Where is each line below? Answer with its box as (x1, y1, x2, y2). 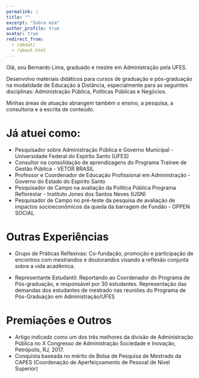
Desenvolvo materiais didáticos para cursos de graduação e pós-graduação (6, 75, 192, 82)
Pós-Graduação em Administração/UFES (14, 292, 115, 300)
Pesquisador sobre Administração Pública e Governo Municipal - (14, 146, 173, 153)
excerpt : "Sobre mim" (6, 20, 60, 26)
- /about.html (11, 48, 46, 53)
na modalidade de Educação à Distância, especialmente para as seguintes (6, 81, 188, 89)
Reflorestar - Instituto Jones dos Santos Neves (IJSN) (14, 190, 147, 197)
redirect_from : (6, 36, 44, 42)
